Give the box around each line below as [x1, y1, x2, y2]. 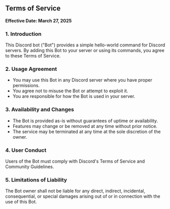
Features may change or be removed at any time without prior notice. [12, 123, 158, 129]
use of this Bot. [5, 199, 37, 205]
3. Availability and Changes [5, 106, 75, 113]
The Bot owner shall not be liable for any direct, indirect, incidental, [5, 188, 146, 194]
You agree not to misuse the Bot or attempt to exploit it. [12, 88, 128, 94]
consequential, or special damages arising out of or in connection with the [5, 193, 161, 199]
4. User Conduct [5, 146, 47, 153]
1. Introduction [5, 30, 42, 37]
